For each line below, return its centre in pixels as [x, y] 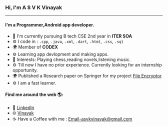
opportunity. [25, 70]
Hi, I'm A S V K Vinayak [34, 7]
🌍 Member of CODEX [35, 47]
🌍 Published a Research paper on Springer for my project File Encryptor [87, 75]
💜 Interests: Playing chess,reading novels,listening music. [71, 59]
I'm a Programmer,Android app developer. [50, 24]
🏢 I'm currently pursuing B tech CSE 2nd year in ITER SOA [72, 36]
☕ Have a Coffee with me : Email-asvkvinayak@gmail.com [72, 118]
